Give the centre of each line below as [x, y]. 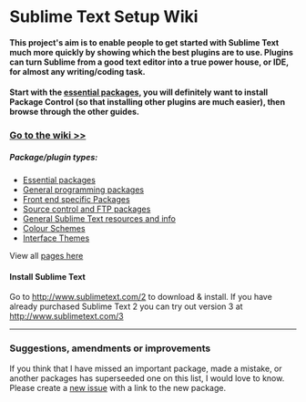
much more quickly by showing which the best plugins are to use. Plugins [152, 52]
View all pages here [46, 256]
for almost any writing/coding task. [77, 71]
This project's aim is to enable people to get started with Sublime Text [144, 42]
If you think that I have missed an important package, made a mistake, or [146, 368]
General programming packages [83, 190]
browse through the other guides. [74, 112]
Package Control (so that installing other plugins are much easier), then [147, 102]
